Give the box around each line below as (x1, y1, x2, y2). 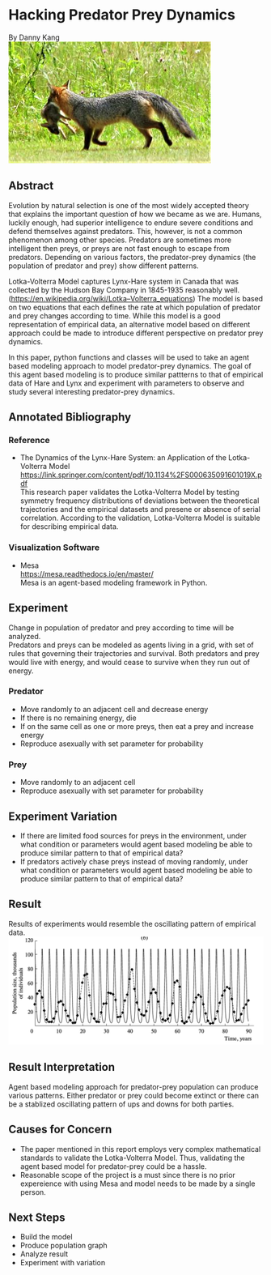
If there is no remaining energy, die (19, 713, 137, 723)
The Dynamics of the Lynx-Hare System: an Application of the (19, 453, 227, 463)
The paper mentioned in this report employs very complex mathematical (19, 1144, 261, 1153)
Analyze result (19, 1249, 69, 1259)
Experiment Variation (8, 809, 117, 823)
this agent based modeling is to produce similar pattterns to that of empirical (8, 369, 264, 379)
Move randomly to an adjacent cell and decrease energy (19, 704, 209, 714)
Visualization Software (8, 542, 100, 553)
